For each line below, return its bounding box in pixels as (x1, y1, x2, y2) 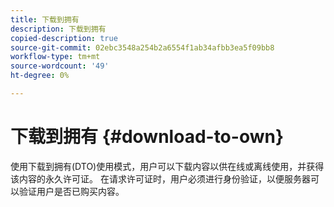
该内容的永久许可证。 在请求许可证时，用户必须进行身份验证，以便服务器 (10, 172, 311, 185)
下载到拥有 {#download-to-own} (10, 126, 285, 148)
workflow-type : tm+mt (10, 52, 101, 62)
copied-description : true (10, 33, 118, 43)
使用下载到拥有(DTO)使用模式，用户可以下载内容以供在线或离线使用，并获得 (10, 160, 325, 172)
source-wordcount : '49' (10, 61, 110, 71)
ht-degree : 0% (10, 71, 70, 81)
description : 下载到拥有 (10, 24, 107, 34)
